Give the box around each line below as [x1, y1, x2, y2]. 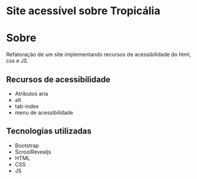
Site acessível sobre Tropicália [6, 4, 161, 18]
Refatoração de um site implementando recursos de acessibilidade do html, [6, 51, 192, 58]
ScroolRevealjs [14, 148, 52, 155]
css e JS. [6, 57, 29, 65]
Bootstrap [14, 142, 39, 149]
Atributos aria [14, 90, 49, 97]
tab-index [14, 103, 39, 110]
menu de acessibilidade [14, 108, 73, 116]
